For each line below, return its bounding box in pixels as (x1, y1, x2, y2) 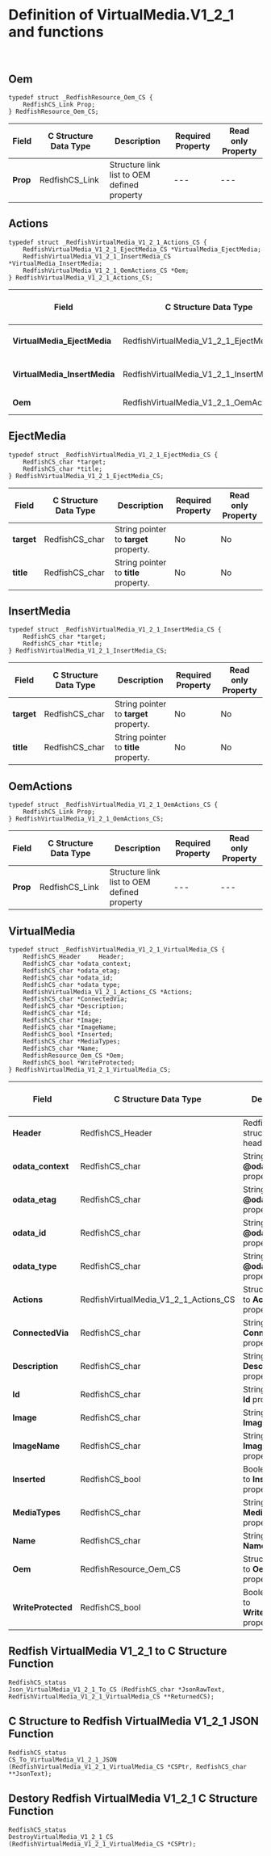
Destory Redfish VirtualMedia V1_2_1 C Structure (8, 1791, 258, 1806)
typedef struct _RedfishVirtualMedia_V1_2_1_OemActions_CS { (8, 801, 219, 809)
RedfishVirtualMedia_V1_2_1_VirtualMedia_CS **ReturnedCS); (8, 1692, 215, 1701)
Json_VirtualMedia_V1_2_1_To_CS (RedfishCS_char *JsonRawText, (8, 1686, 226, 1694)
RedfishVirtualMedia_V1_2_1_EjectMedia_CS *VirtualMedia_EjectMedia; (23, 245, 262, 254)
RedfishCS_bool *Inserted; (23, 1031, 114, 1039)
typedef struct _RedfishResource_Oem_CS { (8, 94, 153, 102)
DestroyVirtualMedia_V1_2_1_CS (8, 1833, 114, 1841)
